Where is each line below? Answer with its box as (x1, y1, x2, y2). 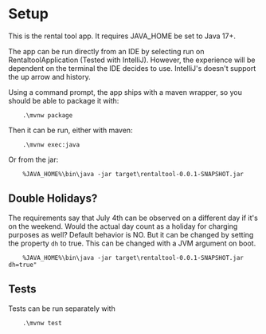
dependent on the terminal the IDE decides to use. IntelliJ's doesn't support (8, 63, 256, 73)
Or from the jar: (8, 155, 59, 164)
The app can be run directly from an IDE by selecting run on (8, 46, 205, 56)
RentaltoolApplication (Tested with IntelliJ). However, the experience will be (8, 55, 256, 65)
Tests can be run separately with (8, 304, 115, 313)
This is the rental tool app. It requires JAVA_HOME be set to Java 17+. (8, 31, 237, 41)
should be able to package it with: (8, 96, 119, 105)
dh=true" (8, 261, 37, 269)
